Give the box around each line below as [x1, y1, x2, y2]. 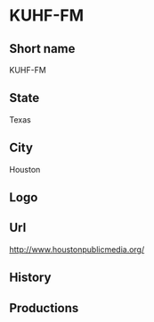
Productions [9, 301, 79, 316]
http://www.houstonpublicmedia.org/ [9, 243, 145, 255]
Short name [9, 41, 76, 56]
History [9, 270, 52, 285]
